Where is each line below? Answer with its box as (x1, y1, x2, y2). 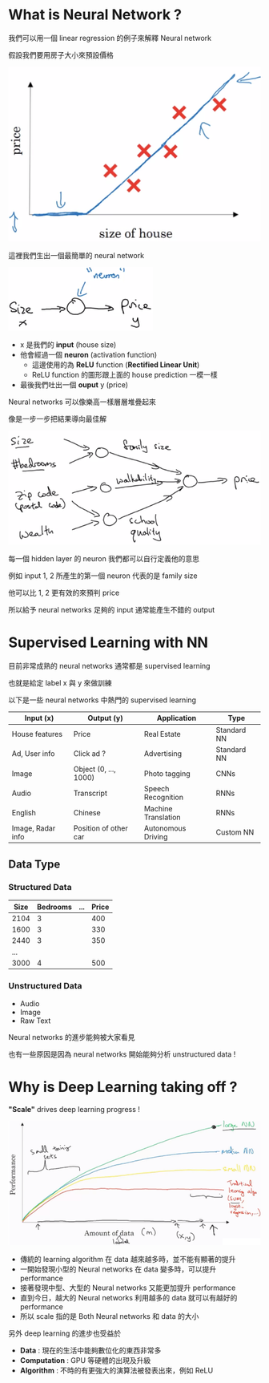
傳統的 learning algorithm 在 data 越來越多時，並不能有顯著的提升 (19, 1255, 236, 1264)
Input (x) (24, 714, 54, 723)
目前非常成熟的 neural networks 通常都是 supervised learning (8, 661, 211, 670)
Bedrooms (37, 902, 72, 912)
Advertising (143, 749, 183, 758)
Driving (143, 831, 168, 841)
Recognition (143, 792, 184, 803)
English (11, 808, 36, 818)
